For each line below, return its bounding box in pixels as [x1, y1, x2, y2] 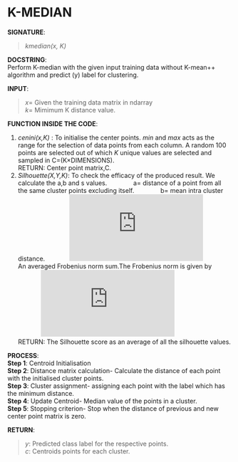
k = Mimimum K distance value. [24, 105, 116, 114]
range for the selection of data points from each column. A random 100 [17, 140, 227, 149]
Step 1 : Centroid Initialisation [7, 359, 91, 367]
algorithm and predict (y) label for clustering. [7, 70, 139, 79]
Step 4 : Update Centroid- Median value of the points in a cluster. [7, 397, 197, 405]
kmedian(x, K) [24, 41, 66, 50]
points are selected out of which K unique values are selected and [17, 148, 212, 157]
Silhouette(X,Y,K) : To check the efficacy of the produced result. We [17, 171, 215, 179]
